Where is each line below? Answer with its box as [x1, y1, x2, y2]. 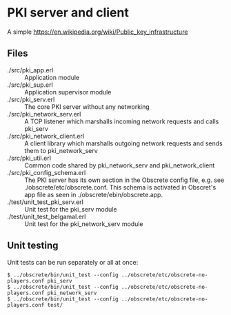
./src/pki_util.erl [7, 154, 52, 162]
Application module [24, 73, 80, 81]
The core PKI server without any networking [24, 102, 150, 111]
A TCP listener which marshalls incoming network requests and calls [24, 117, 219, 125]
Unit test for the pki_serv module [24, 205, 117, 213]
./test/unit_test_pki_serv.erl [7, 198, 84, 206]
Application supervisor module [24, 88, 112, 96]
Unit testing [7, 240, 59, 252]
